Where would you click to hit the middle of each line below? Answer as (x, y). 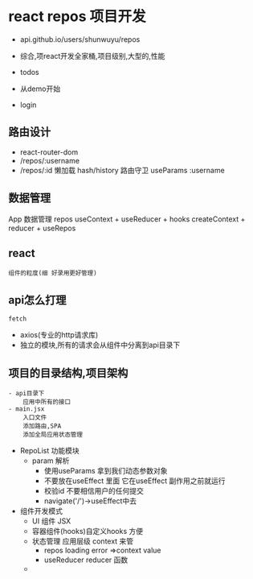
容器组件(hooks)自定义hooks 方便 (88, 531)
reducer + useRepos (42, 228)
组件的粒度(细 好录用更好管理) (53, 273)
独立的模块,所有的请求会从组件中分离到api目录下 (100, 345)
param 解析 (51, 461)
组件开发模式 (41, 511)
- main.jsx (27, 409)
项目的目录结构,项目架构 (68, 372)
